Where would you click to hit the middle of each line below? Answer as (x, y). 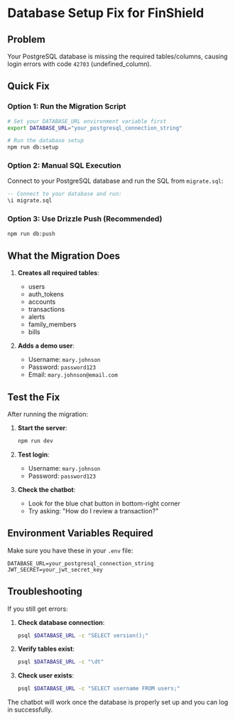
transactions (47, 309)
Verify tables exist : (46, 649)
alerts (37, 317)
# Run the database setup (45, 141)
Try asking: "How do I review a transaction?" (93, 511)
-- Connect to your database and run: (65, 194)
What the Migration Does (64, 256)
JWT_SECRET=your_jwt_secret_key (55, 570)
